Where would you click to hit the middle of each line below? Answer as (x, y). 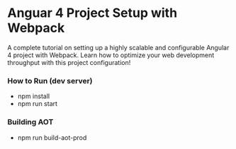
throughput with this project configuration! (69, 62)
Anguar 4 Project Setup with (92, 13)
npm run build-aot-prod (52, 137)
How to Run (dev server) (50, 81)
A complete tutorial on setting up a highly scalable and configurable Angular (118, 47)
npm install (34, 96)
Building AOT (30, 122)
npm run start (38, 104)
